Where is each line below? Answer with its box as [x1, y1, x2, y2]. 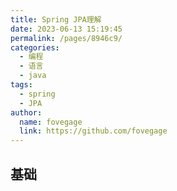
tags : [10, 80, 33, 90]
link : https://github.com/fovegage [19, 126, 168, 136]
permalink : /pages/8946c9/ [10, 33, 123, 43]
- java [19, 71, 47, 81]
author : [10, 107, 43, 118]
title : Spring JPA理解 [10, 14, 102, 25]
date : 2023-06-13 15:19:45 [10, 24, 123, 34]
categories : [10, 42, 60, 53]
